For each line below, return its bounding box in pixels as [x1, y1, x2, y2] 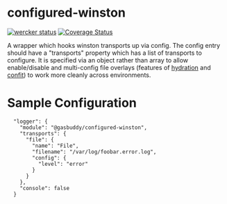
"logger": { [13, 118, 49, 125]
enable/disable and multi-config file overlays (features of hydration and [7, 63, 211, 71]
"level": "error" [37, 160, 89, 167]
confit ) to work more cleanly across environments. [7, 71, 151, 79]
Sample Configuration [7, 95, 137, 111]
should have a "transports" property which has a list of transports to [7, 49, 203, 57]
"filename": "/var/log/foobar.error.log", [32, 148, 157, 155]
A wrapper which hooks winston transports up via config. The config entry [7, 41, 221, 49]
